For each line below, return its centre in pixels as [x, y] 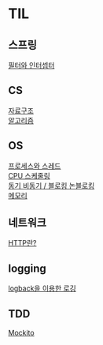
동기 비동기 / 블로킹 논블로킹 [51, 186]
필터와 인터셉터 [31, 65]
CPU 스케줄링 [29, 175]
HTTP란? [22, 243]
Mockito [21, 333]
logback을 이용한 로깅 [42, 288]
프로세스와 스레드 [35, 166]
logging [28, 268]
